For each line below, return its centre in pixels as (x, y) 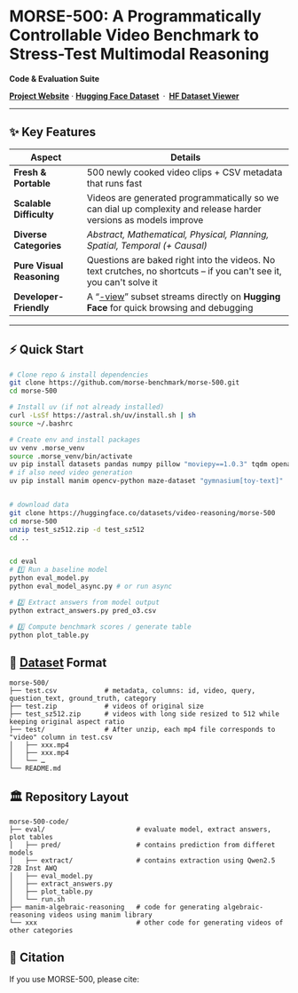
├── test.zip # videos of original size (106, 707)
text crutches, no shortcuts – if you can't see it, (184, 271)
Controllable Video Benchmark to (134, 35)
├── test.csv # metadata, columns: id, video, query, (132, 691)
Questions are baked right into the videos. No (181, 259)
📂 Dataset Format (58, 662)
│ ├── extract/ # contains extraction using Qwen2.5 (142, 861)
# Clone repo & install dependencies (79, 375)
